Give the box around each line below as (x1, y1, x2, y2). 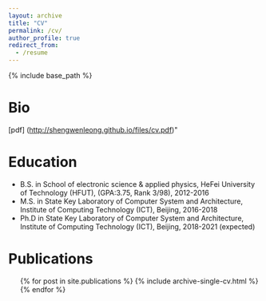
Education (8, 153, 77, 172)
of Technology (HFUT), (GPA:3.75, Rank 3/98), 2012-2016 (19, 188, 209, 197)
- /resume (15, 49, 48, 57)
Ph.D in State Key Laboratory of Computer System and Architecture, (19, 213, 244, 223)
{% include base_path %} (8, 71, 93, 80)
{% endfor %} (19, 284, 66, 294)
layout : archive (8, 11, 62, 20)
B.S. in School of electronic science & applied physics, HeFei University (19, 179, 256, 188)
